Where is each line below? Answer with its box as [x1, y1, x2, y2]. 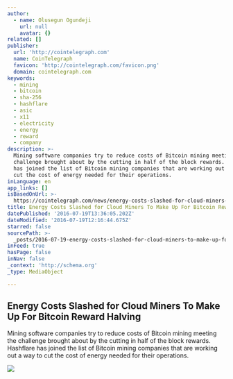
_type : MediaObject [7, 268, 64, 275]
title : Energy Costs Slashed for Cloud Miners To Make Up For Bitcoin [7, 204, 216, 211]
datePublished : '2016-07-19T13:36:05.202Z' [7, 210, 135, 217]
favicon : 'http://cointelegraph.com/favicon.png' [13, 62, 159, 69]
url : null [19, 23, 49, 30]
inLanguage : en [7, 178, 51, 185]
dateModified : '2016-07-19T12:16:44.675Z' [7, 217, 132, 224]
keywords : [7, 74, 36, 82]
